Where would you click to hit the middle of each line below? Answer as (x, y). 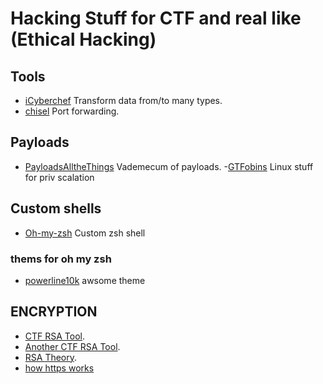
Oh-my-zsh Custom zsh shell (85, 233)
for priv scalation (59, 177)
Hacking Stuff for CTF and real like (156, 18)
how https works (59, 368)
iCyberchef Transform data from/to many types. (123, 100)
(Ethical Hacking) (83, 39)
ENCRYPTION (54, 312)
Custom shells (56, 208)
